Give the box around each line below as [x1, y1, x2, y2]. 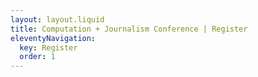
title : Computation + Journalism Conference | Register [10, 24, 248, 34]
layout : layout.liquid [10, 14, 105, 25]
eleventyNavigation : [10, 33, 97, 43]
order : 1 [19, 52, 56, 62]
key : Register [19, 42, 78, 53]
